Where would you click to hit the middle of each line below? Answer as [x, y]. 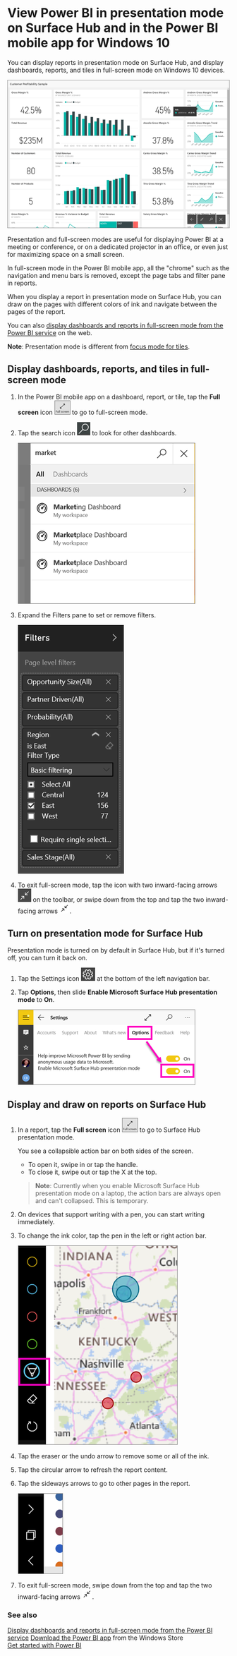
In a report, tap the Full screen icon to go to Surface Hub [109, 1130]
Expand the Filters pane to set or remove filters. [87, 615]
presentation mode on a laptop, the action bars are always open [128, 1193]
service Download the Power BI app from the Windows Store [95, 1638]
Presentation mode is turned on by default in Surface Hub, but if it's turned [116, 950]
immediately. [36, 1221]
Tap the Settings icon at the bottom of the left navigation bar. [114, 979]
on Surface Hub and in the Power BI [113, 28]
